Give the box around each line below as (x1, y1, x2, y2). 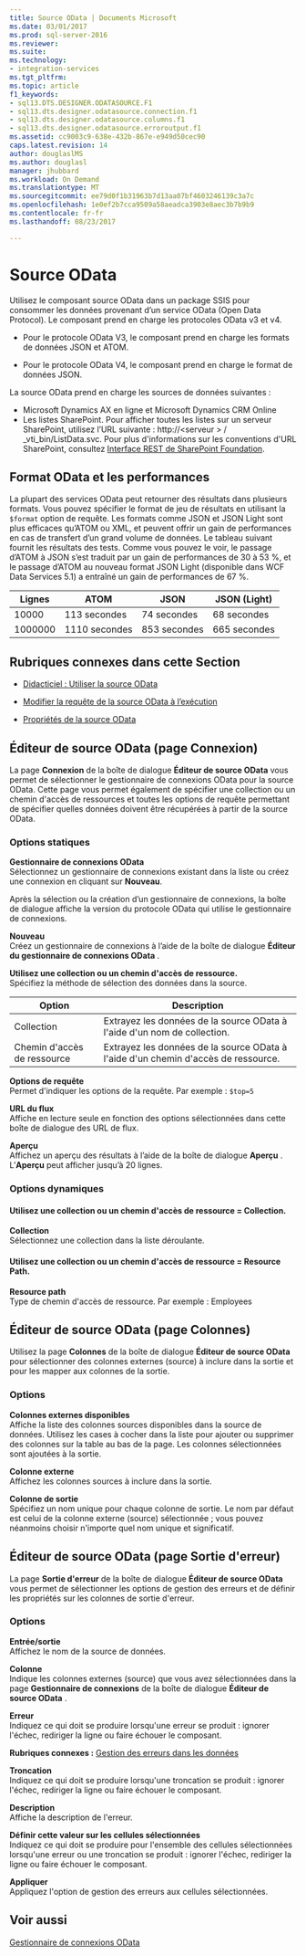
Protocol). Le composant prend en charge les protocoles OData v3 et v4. (9, 314, 282, 325)
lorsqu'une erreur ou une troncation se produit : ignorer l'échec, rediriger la (9, 1848, 291, 1859)
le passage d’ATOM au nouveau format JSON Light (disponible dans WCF (9, 562, 285, 573)
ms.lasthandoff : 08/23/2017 (9, 216, 117, 226)
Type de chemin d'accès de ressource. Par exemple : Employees (9, 1296, 253, 1307)
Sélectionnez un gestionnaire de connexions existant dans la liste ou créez (9, 867, 290, 878)
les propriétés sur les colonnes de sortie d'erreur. (9, 1593, 195, 1604)
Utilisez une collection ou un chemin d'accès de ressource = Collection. (9, 1204, 287, 1215)
